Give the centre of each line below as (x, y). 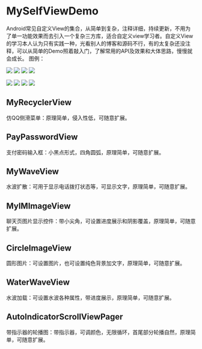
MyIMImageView (38, 206)
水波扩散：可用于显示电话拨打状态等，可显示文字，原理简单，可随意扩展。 (98, 187)
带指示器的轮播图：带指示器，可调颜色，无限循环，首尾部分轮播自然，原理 (98, 332)
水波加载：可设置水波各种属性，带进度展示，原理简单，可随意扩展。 (90, 297)
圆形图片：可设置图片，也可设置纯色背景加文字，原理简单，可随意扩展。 (96, 263)
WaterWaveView (38, 283)
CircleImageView (39, 248)
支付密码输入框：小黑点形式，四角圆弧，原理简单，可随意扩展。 (85, 152)
